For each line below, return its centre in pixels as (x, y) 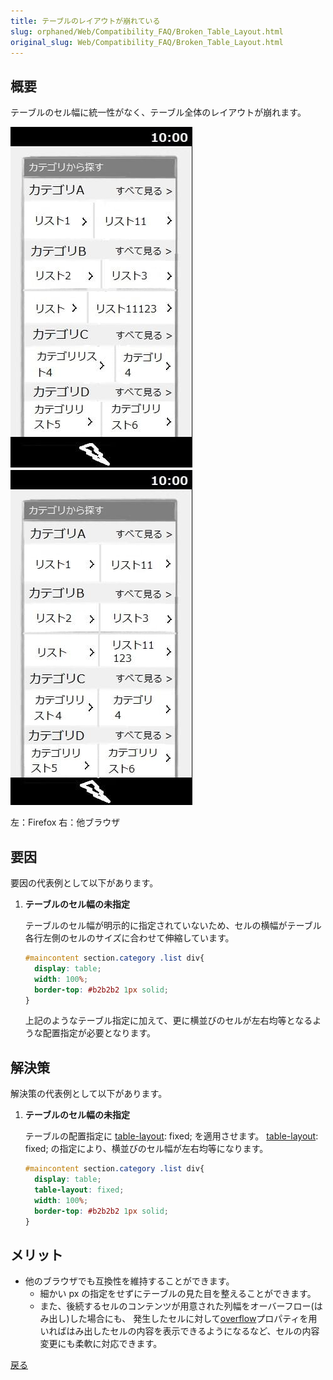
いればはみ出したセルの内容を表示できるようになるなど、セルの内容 (179, 1331)
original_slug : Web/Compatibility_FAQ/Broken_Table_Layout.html (147, 42)
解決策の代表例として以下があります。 (89, 1094)
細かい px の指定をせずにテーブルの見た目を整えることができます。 (178, 1294)
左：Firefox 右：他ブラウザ (65, 822)
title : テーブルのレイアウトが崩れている (85, 21)
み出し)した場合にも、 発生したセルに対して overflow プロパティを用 (178, 1319)
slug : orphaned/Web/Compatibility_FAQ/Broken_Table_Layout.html (147, 31)
